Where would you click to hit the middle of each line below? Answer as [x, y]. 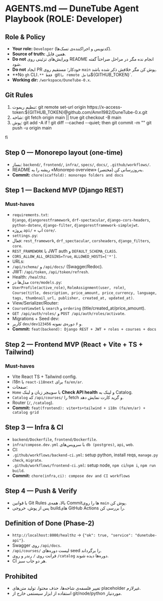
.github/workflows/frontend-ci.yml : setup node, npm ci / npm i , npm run [84, 465]
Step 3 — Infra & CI [34, 428]
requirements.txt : [30, 215]
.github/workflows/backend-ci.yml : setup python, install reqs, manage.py [85, 455]
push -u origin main [32, 128]
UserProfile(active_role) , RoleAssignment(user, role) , [69, 288]
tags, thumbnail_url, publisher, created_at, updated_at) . [73, 298]
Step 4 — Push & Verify [41, 491]
